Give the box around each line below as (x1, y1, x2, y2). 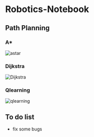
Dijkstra (5, 62, 25, 70)
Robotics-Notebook (5, 4, 89, 15)
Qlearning (5, 87, 30, 94)
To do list (5, 112, 35, 121)
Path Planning (5, 24, 50, 32)
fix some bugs (12, 126, 42, 132)
